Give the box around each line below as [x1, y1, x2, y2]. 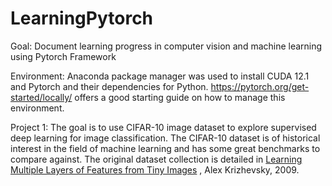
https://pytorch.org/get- [210, 80, 310, 92]
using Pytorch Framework [10, 50, 117, 62]
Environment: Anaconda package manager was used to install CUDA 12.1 [10, 70, 310, 82]
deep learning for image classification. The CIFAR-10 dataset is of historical [10, 132, 321, 144]
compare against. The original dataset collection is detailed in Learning [10, 153, 303, 165]
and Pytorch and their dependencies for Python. [10, 80, 209, 92]
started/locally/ [10, 91, 73, 103]
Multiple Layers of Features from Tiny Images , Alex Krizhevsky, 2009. [10, 163, 300, 176]
